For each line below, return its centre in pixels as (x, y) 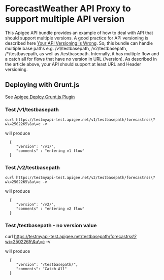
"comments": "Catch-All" (42, 269)
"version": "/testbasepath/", (47, 264)
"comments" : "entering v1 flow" (50, 151)
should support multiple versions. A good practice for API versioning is (77, 38)
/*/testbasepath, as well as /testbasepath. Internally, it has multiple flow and (82, 53)
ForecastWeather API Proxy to (68, 9)
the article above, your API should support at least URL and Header (73, 64)
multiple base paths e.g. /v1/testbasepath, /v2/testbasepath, (66, 48)
